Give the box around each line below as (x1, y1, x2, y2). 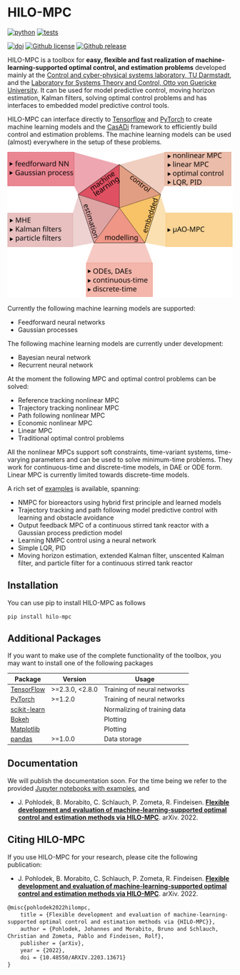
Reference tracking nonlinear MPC (17, 395, 120, 404)
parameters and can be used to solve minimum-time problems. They (31, 455, 233, 464)
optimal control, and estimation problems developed (69, 63, 226, 71)
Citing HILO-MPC (7, 834, 86, 846)
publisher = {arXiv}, (20, 939, 84, 946)
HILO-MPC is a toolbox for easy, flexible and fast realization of (7, 55, 194, 64)
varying (7, 455, 30, 464)
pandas (10, 734, 33, 743)
